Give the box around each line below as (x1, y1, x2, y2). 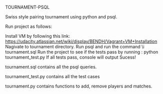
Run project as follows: (5, 23, 52, 29)
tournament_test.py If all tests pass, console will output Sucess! (5, 54, 136, 60)
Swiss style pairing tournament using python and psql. (5, 14, 117, 19)
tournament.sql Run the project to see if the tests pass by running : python (5, 49, 158, 55)
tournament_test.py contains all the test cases (5, 74, 100, 79)
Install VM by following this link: (5, 33, 70, 39)
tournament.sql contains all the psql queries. (5, 64, 97, 70)
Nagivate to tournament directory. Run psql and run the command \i (5, 44, 144, 49)
